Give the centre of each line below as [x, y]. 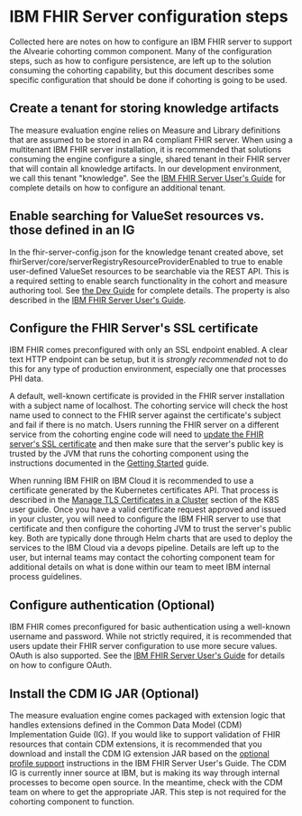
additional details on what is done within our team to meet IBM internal [140, 567]
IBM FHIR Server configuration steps [149, 17]
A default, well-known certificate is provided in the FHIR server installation [147, 396]
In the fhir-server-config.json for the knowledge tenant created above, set [146, 252]
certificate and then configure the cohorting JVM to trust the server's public [150, 529]
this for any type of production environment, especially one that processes [148, 369]
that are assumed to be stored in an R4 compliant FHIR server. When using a [151, 139]
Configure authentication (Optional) [112, 605]
